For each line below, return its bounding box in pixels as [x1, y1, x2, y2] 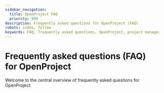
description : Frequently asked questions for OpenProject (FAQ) [5, 20, 139, 26]
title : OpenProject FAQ [9, 12, 58, 17]
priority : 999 [9, 16, 38, 21]
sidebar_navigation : [5, 7, 47, 12]
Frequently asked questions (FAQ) [5, 51, 146, 62]
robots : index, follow [5, 25, 51, 30]
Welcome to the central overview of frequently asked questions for [5, 77, 140, 83]
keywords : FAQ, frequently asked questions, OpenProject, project [5, 30, 143, 35]
